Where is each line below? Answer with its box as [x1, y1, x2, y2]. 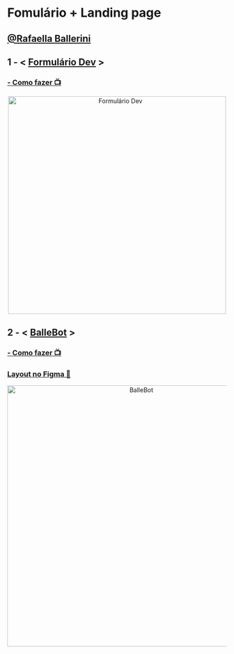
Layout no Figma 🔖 [7, 369, 71, 379]
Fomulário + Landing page [7, 5, 162, 21]
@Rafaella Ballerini [7, 33, 91, 45]
